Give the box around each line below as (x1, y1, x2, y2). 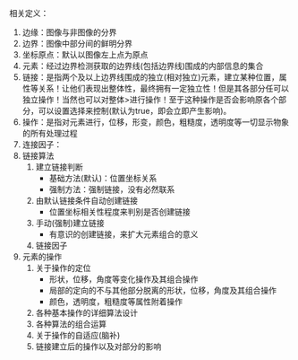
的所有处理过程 (21, 128, 78, 138)
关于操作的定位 (35, 263, 91, 273)
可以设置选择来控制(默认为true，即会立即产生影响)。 (38, 106, 232, 116)
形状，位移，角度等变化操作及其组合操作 (48, 274, 199, 285)
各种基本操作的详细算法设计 (35, 308, 139, 318)
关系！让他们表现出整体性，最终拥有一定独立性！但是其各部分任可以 (38, 83, 289, 93)
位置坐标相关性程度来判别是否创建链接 (48, 206, 191, 217)
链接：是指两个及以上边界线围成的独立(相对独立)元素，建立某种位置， (21, 72, 280, 83)
